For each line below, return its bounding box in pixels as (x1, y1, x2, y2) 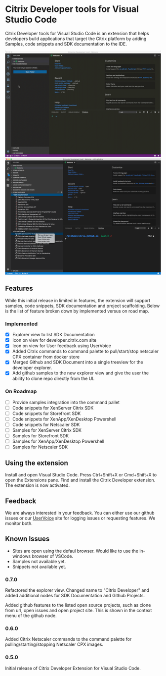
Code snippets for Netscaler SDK (12, 422, 80, 428)
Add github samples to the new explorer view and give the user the (12, 370, 149, 376)
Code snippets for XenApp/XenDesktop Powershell (12, 416, 117, 422)
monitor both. (5, 520, 33, 526)
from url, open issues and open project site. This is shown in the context (5, 608, 152, 614)
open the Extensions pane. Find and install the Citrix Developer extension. (5, 477, 156, 483)
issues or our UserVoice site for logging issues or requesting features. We (5, 515, 156, 521)
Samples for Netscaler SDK (12, 444, 68, 450)
